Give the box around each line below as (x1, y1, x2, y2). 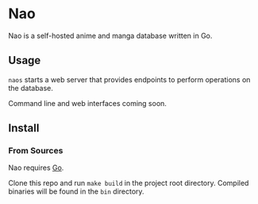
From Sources (8, 145, 64, 157)
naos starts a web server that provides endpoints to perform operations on (8, 74, 251, 84)
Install (8, 122, 40, 135)
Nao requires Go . (8, 163, 64, 172)
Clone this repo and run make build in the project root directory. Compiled (8, 179, 249, 188)
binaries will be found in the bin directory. (8, 187, 144, 196)
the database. (8, 83, 54, 93)
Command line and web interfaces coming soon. (8, 98, 167, 108)
